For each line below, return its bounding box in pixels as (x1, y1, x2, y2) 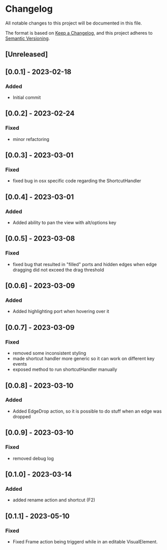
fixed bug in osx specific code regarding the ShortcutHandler (12, 178, 142, 184)
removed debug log (12, 455, 54, 461)
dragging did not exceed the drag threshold (12, 267, 104, 273)
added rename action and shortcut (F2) (12, 497, 96, 503)
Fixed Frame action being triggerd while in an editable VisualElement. (12, 538, 158, 544)
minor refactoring (12, 136, 49, 142)
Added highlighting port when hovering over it (12, 308, 109, 315)
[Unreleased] (5, 50, 48, 59)
